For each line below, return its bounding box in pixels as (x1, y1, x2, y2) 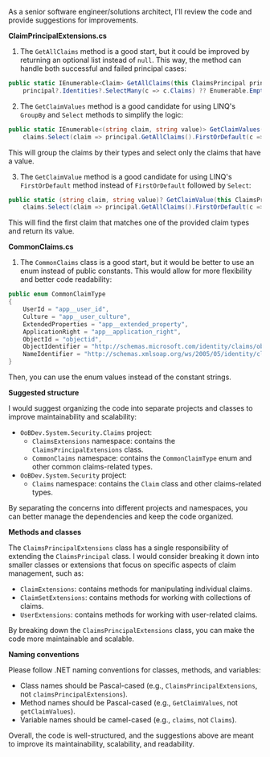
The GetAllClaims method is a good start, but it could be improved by (19, 47, 250, 56)
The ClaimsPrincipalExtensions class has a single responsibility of (8, 543, 229, 552)
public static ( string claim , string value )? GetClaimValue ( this (8, 196, 231, 204)
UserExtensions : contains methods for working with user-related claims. (19, 610, 258, 619)
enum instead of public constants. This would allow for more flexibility (19, 266, 252, 276)
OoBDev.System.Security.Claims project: (19, 428, 153, 437)
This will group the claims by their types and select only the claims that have (8, 147, 261, 157)
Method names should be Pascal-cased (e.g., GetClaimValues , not (19, 698, 239, 707)
